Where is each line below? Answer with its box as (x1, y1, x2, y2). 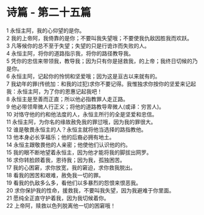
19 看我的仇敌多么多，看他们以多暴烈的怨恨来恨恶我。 (6, 179, 142, 186)
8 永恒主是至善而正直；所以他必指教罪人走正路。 (6, 95, 129, 102)
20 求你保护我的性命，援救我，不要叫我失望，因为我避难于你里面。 (6, 186, 175, 194)
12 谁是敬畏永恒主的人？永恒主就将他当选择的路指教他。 (6, 125, 147, 133)
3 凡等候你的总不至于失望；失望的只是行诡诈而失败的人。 (6, 42, 150, 49)
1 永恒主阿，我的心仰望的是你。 (6, 27, 85, 34)
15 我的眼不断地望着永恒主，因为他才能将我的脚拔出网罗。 (6, 149, 152, 156)
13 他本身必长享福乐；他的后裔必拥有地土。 (6, 133, 115, 141)
